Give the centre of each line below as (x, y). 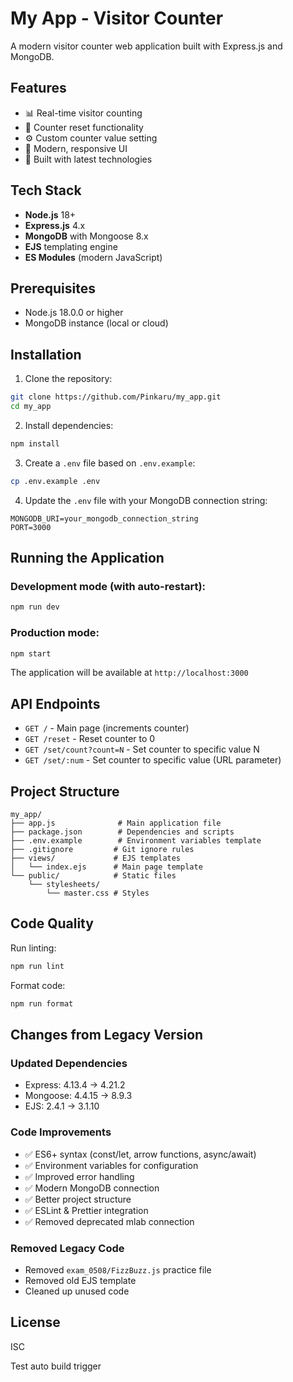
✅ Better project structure (78, 1199)
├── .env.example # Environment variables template (136, 841)
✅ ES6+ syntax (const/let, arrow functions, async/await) (140, 1154)
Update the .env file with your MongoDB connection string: (146, 500)
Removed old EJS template (80, 1280)
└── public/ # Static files (93, 876)
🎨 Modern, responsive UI (76, 148)
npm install (35, 443)
